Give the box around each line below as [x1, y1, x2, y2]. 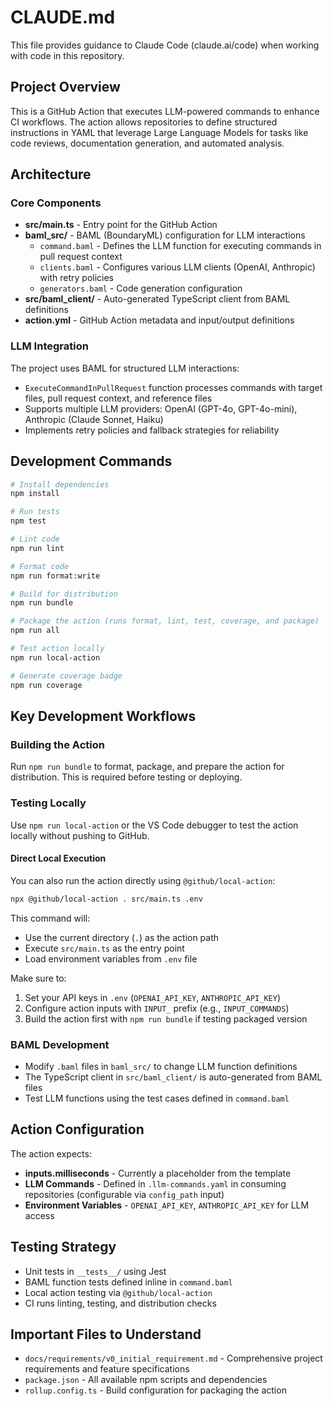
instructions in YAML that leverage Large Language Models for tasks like [10, 126, 309, 138]
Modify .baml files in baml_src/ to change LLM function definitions [24, 1060, 298, 1072]
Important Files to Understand [10, 1326, 202, 1343]
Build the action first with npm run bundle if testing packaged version [24, 1012, 308, 1025]
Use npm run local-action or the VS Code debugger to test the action [10, 819, 299, 831]
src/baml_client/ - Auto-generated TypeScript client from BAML [24, 293, 291, 305]
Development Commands [10, 453, 173, 470]
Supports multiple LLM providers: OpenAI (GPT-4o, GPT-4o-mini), [24, 402, 298, 415]
